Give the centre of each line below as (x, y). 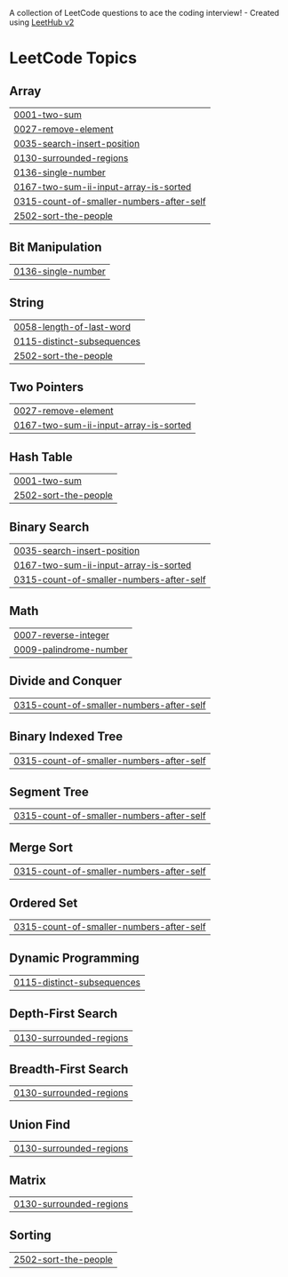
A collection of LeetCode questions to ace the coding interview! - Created (144, 13)
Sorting (30, 1236)
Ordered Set (44, 902)
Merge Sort (41, 847)
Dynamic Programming (74, 958)
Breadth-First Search (69, 1069)
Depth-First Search (64, 1014)
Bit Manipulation (56, 247)
